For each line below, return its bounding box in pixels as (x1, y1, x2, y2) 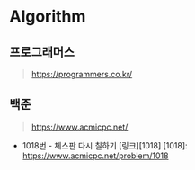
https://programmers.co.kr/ (31, 69, 133, 79)
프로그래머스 (9, 44, 75, 59)
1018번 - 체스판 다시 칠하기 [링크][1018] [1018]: (22, 139, 188, 150)
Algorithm (9, 6, 86, 27)
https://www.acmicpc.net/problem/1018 (22, 150, 169, 161)
